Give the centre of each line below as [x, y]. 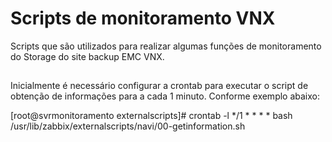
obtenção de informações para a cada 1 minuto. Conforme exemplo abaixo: [165, 96]
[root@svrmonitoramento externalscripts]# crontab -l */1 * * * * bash [151, 116]
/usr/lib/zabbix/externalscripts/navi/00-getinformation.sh [128, 126]
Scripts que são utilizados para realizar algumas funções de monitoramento [166, 46]
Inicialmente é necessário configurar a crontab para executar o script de [159, 86]
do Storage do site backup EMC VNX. [87, 56]
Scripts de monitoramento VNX [143, 18]
